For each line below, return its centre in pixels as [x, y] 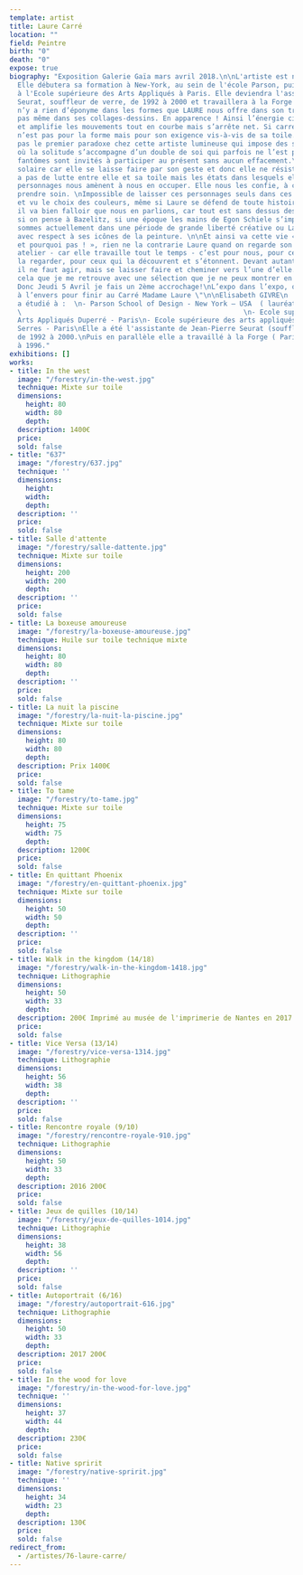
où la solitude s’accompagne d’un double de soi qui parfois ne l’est [153, 152]
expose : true [34, 69]
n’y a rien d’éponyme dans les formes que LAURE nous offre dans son [151, 110]
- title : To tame [42, 791]
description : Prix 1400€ [64, 766]
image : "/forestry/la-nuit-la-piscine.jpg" [100, 715]
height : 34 [46, 1497]
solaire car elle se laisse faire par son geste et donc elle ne [143, 169]
